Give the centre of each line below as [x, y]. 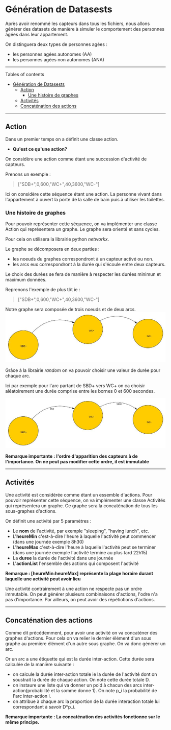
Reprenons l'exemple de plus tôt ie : [43, 290]
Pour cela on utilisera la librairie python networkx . [57, 239]
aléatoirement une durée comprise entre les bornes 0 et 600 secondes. [80, 391]
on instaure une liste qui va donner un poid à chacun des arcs [77, 685]
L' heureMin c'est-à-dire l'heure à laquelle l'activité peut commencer [84, 536]
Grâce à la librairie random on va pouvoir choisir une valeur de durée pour [83, 370]
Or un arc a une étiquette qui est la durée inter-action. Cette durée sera [80, 659]
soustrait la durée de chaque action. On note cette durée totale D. [81, 679]
